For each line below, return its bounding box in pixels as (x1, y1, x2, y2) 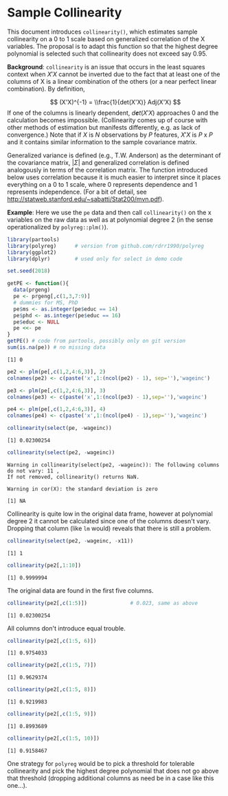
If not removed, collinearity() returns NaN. (7, 473, 139, 480)
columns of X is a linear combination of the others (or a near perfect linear (7, 77, 217, 85)
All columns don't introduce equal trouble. (7, 624, 126, 633)
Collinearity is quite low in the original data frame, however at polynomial (7, 510, 213, 518)
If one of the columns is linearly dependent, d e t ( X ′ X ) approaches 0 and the (7, 109, 219, 117)
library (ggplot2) (7, 249, 57, 255)
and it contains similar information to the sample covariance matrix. (7, 137, 197, 146)
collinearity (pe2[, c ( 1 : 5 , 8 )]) (7, 686, 97, 693)
